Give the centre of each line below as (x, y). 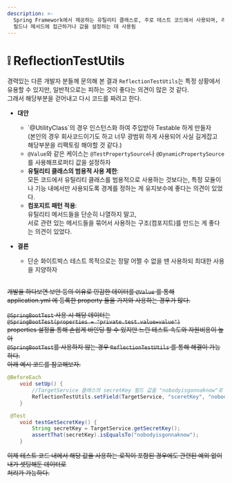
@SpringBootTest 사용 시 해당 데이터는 (59, 315)
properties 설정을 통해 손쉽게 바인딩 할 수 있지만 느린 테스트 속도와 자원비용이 (112, 330)
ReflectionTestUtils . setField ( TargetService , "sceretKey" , (119, 397)
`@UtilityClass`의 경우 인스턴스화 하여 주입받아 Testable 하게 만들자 (119, 128)
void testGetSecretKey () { (58, 422)
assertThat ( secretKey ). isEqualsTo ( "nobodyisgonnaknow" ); (115, 435)
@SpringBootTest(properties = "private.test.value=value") (94, 322)
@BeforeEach (24, 378)
